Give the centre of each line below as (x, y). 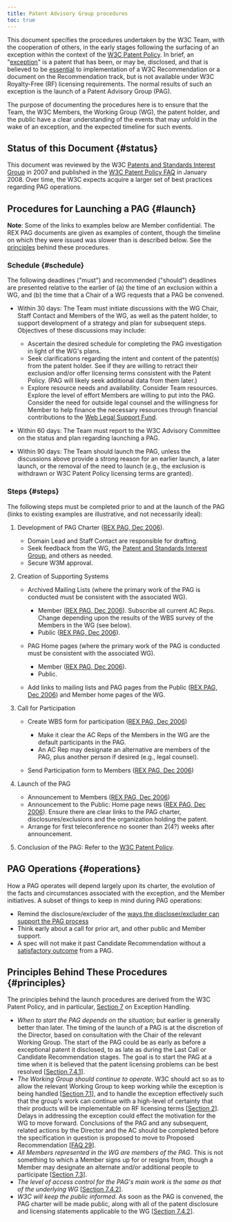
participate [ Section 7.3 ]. (52, 1175)
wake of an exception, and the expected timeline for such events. (100, 127)
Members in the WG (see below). (85, 625)
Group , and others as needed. (70, 555)
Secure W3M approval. (60, 563)
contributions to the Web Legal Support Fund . (92, 417)
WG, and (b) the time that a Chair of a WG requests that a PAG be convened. (116, 295)
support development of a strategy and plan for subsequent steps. (112, 323)
